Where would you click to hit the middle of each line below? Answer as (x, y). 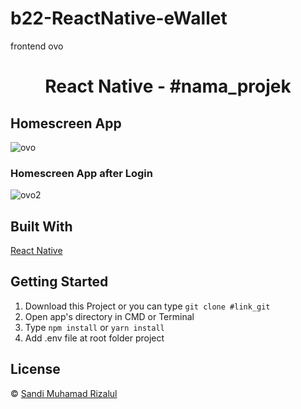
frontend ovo (37, 46)
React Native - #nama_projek (168, 86)
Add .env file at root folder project (94, 338)
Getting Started (59, 282)
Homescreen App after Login (81, 173)
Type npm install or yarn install (94, 327)
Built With (41, 226)
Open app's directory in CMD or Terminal (109, 316)
